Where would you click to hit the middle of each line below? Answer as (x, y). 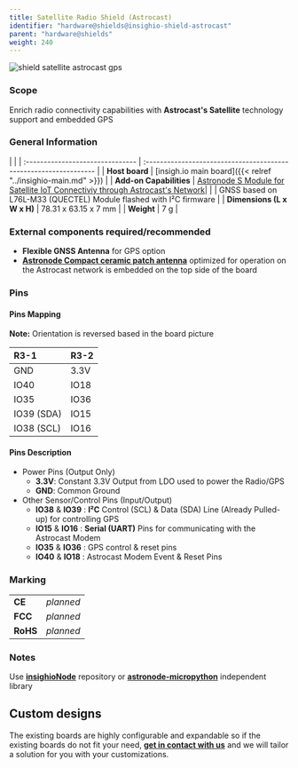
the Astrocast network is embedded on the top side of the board (139, 270)
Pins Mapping (35, 314)
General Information (54, 142)
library (21, 686)
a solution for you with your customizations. (89, 754)
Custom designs (55, 714)
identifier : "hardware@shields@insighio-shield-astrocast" (121, 26)
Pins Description (40, 452)
